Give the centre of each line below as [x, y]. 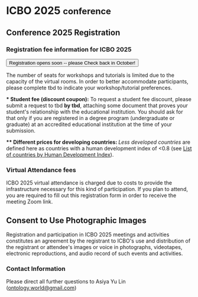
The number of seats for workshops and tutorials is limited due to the [90, 75]
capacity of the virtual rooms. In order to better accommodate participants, [97, 81]
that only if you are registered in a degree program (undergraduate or [90, 118]
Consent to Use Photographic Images [76, 220]
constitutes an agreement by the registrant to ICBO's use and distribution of [98, 241]
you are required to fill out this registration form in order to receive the [91, 195]
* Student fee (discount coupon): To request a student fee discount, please [99, 99]
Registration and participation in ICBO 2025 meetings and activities [88, 234]
